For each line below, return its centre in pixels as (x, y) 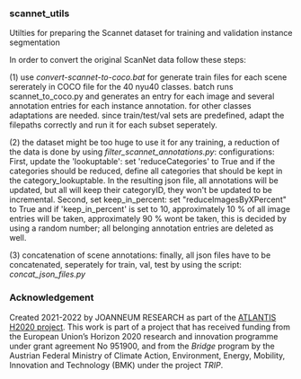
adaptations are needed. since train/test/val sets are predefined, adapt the (147, 116)
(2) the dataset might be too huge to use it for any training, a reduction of (145, 143)
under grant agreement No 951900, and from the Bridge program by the (142, 346)
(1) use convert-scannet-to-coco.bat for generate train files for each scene (148, 77)
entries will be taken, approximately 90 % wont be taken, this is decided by (148, 219)
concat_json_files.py (48, 274)
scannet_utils (40, 13)
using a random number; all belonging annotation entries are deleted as (142, 228)
